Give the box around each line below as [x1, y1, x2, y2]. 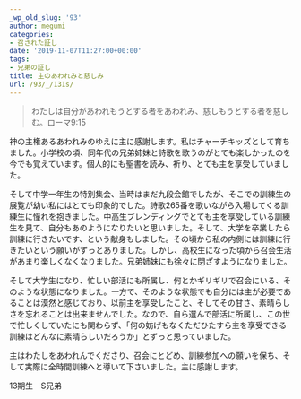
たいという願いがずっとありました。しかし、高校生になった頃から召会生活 [16, 244, 292, 256]
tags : [9, 55, 30, 64]
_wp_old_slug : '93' [9, 13, 82, 22]
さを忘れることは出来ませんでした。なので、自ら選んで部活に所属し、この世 [9, 308, 291, 319]
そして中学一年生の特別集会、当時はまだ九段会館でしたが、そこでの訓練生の [9, 188, 292, 199]
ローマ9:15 [47, 117, 87, 127]
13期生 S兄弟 [9, 380, 63, 391]
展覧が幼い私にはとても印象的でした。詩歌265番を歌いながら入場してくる [9, 199, 282, 211]
